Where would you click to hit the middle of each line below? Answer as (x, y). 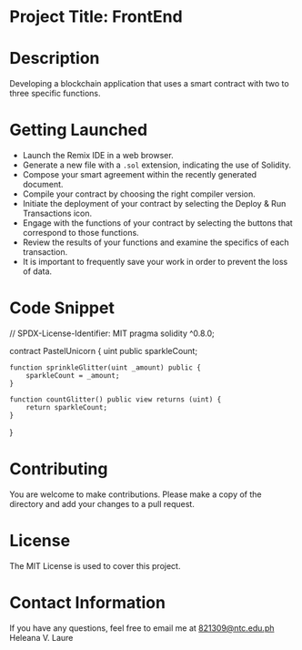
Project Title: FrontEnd (96, 17)
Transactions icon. (57, 213)
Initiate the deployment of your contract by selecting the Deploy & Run (154, 204)
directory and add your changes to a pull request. (102, 503)
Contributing (59, 469)
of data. (37, 271)
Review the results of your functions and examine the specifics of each (156, 242)
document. (43, 185)
